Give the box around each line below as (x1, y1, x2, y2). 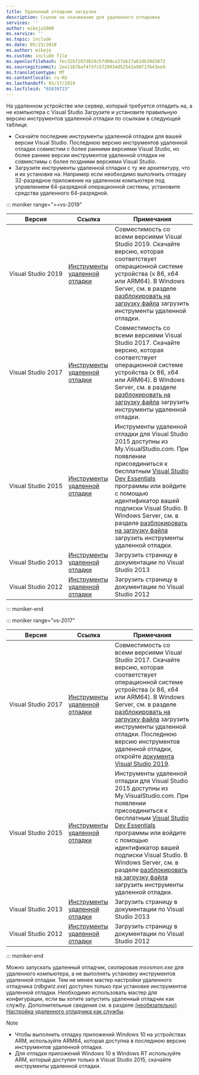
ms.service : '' (6, 31, 44, 37)
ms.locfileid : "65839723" (6, 86, 70, 92)
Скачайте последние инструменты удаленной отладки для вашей (14, 132, 182, 139)
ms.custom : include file (6, 53, 68, 59)
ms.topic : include (6, 36, 52, 42)
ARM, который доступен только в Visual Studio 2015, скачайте (14, 1056, 172, 1063)
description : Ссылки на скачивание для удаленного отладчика (6, 14, 161, 20)
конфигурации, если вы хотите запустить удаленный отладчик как (6, 995, 175, 1002)
